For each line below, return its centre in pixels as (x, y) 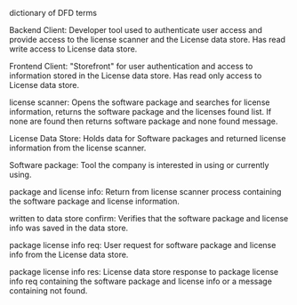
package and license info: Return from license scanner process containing (145, 192)
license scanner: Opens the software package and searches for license (140, 102)
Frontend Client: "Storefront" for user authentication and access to (131, 66)
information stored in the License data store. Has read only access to (136, 76)
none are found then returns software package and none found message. (144, 121)
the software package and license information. (94, 201)
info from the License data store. (69, 254)
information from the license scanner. (78, 148)
